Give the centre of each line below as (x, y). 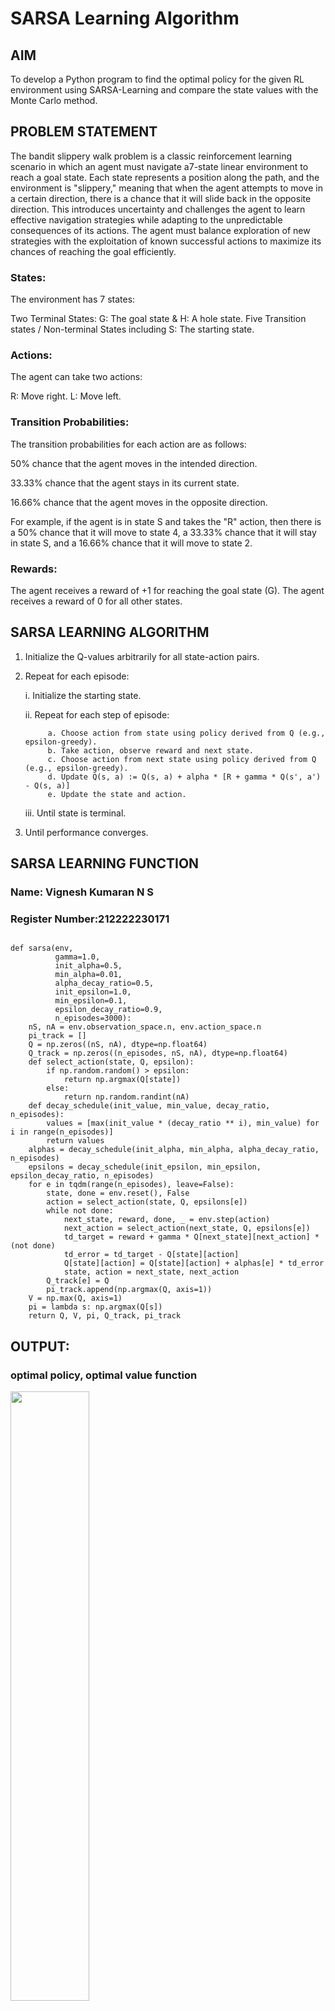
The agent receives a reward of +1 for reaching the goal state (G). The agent (167, 590)
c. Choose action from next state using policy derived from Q (182, 759)
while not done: (80, 1211)
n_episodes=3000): (93, 1018)
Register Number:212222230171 (90, 919)
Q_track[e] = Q (78, 1281)
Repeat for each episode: (77, 676)
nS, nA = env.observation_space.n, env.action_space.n (145, 1027)
